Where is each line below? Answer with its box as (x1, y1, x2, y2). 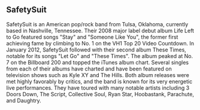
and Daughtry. (6, 97, 42, 104)
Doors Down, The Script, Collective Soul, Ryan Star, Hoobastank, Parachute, (6, 90, 195, 97)
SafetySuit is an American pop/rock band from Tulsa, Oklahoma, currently (6, 20, 189, 27)
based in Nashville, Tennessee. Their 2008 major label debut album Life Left (6, 27, 195, 34)
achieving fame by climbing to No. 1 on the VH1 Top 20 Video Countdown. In (6, 39, 195, 47)
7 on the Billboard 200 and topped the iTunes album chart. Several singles (6, 59, 189, 66)
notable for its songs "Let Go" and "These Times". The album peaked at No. (6, 52, 193, 59)
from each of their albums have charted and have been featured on (6, 65, 172, 72)
